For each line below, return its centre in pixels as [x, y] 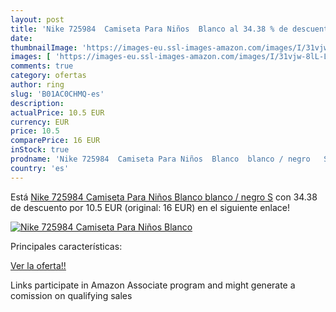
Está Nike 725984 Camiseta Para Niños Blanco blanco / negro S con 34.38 [164, 197]
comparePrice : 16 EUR [55, 141]
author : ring [37, 85]
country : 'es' [40, 168]
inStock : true [40, 150]
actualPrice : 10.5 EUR [57, 112]
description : [37, 103]
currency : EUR [40, 122]
